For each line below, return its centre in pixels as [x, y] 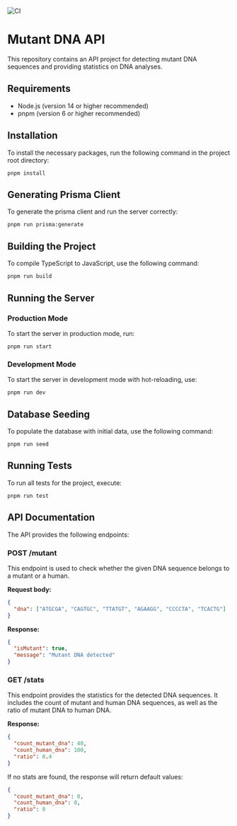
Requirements [39, 89]
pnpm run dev [27, 392]
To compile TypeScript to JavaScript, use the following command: [103, 263]
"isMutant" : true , [41, 648]
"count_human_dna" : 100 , [50, 750]
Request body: [29, 589]
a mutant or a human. [39, 576]
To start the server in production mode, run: [71, 333]
